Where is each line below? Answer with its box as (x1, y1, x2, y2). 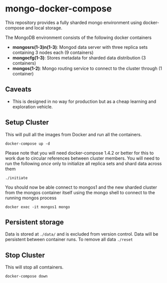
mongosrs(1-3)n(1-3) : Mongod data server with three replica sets (12, 44, 148, 50)
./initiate (5, 175, 28, 180)
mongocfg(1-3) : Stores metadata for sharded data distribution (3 (12, 54, 146, 60)
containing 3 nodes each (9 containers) (12, 49, 94, 55)
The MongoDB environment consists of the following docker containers (5, 34, 152, 40)
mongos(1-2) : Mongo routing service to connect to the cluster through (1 (12, 65, 163, 71)
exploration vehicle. (12, 103, 53, 110)
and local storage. (25, 24, 63, 30)
